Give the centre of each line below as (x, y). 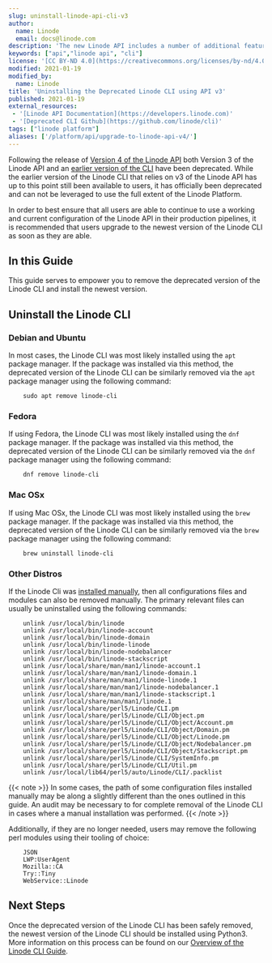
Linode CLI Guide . (38, 951)
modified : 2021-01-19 (45, 69)
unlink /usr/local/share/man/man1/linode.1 (98, 702)
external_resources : (43, 106)
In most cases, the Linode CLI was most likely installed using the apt (122, 355)
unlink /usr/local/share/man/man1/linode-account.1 (112, 666)
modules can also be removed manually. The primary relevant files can (126, 600)
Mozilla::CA (43, 867)
